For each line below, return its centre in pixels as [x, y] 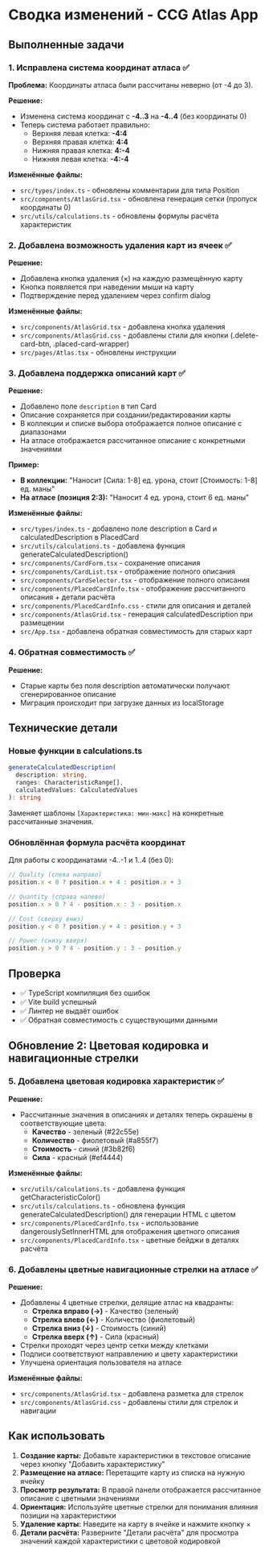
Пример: [24, 465]
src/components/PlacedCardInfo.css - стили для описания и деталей [135, 606]
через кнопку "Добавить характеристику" [93, 1464]
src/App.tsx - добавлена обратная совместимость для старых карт [136, 632]
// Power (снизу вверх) [48, 941]
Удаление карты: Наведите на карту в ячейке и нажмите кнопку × [135, 1523]
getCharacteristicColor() [60, 1197]
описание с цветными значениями [79, 1498]
